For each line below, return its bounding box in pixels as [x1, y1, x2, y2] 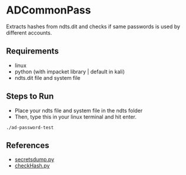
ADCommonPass [6, 4, 91, 17]
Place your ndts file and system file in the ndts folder [14, 107, 143, 114]
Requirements [6, 46, 59, 56]
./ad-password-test [6, 124, 54, 130]
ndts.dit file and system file [14, 74, 81, 81]
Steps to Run [6, 92, 54, 102]
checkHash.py [14, 162, 50, 169]
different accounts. [6, 29, 52, 36]
